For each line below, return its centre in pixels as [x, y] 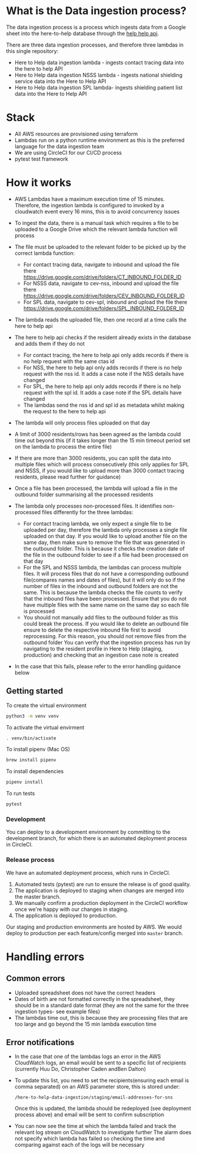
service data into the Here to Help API [60, 81]
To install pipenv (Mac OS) [38, 750]
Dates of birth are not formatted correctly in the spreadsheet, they [95, 999]
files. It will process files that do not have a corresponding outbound [106, 573]
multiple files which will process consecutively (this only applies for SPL [102, 464]
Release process [30, 860]
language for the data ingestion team [59, 146]
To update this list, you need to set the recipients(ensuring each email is [102, 1080]
